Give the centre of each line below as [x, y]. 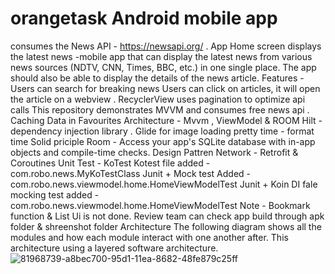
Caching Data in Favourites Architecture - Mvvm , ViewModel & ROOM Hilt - [166, 120]
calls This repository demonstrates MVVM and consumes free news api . [160, 109]
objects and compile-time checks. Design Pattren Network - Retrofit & [154, 152]
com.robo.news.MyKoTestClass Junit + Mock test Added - [130, 173]
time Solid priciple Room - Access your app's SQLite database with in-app [163, 141]
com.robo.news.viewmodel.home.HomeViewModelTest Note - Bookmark [160, 205]
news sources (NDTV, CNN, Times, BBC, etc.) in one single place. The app [163, 67]
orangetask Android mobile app [144, 18]
